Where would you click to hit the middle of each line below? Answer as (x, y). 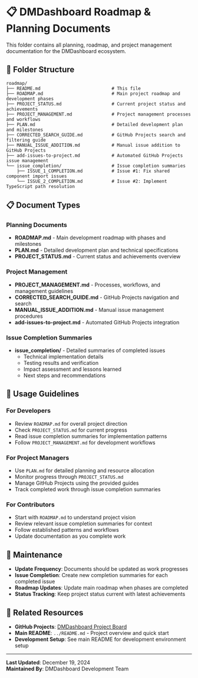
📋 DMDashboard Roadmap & (79, 12)
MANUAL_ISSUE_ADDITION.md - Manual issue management (89, 310)
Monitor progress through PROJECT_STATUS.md (69, 477)
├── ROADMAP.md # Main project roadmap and (93, 93)
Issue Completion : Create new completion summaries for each (91, 575)
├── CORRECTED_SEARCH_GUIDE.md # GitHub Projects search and (96, 135)
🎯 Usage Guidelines (43, 394)
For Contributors (30, 504)
